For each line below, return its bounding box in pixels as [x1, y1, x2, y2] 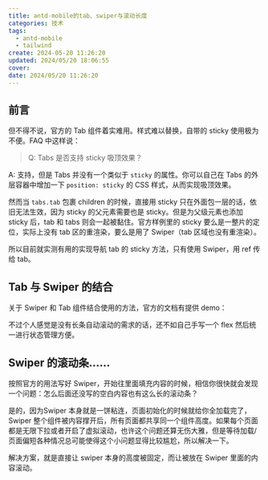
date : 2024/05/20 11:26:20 [8, 71, 99, 79]
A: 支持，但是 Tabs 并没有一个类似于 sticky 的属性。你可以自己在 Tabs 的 [8, 170, 251, 180]
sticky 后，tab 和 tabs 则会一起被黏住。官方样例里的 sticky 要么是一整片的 [8, 218, 253, 227]
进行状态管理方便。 [14, 330, 79, 340]
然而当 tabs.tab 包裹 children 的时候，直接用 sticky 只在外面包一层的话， [8, 197, 250, 207]
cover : [8, 64, 30, 72]
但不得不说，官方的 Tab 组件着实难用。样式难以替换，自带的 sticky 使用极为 [8, 126, 259, 136]
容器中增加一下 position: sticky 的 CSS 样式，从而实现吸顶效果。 [14, 180, 236, 189]
